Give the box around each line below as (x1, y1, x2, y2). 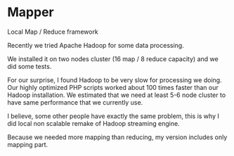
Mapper (7, 4, 54, 20)
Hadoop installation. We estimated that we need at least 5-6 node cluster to (7, 91, 226, 99)
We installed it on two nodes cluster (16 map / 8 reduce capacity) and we (7, 54, 219, 63)
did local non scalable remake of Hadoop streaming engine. (7, 119, 181, 127)
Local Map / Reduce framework (7, 27, 98, 36)
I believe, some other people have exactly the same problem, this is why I (7, 112, 219, 120)
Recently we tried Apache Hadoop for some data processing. (7, 41, 184, 49)
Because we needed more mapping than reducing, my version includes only (7, 133, 228, 141)
